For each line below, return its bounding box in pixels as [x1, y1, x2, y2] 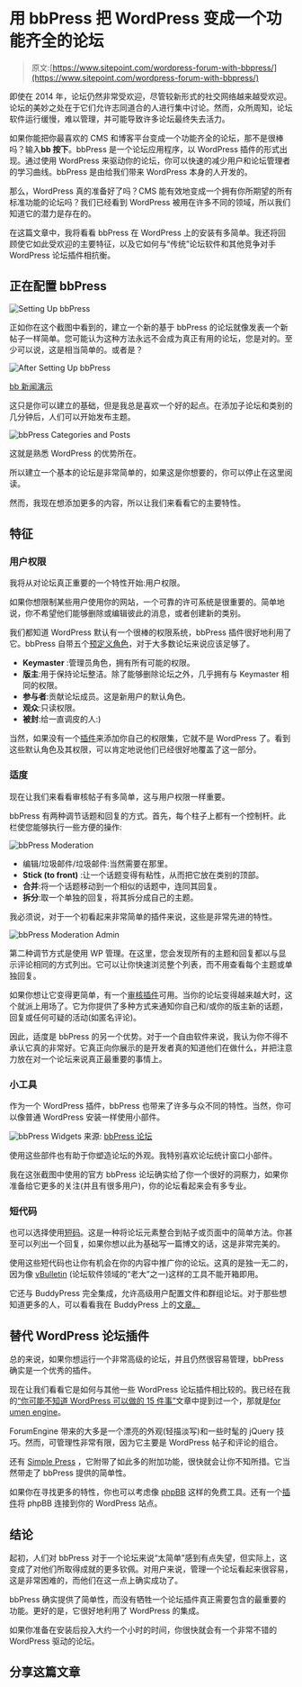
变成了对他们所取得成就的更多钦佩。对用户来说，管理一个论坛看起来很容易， [9, 1564, 293, 1574]
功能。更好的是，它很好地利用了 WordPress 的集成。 [9, 1605, 204, 1616]
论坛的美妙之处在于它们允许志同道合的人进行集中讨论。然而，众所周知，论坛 [9, 102, 293, 113]
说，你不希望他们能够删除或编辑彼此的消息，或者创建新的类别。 [9, 608, 245, 619]
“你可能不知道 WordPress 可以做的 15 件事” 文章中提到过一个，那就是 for [17, 1395, 281, 1406]
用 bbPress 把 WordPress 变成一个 [9, 8, 267, 29]
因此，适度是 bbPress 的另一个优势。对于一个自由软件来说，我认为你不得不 [9, 1030, 289, 1041]
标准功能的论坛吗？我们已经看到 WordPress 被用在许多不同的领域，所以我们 [9, 196, 290, 207]
